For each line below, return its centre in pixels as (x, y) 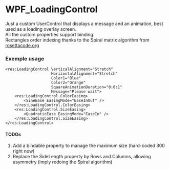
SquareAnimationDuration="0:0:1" (87, 87)
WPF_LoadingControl (51, 9)
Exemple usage (25, 58)
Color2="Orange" (68, 83)
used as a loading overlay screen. (41, 29)
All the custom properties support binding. (50, 34)
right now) (24, 151)
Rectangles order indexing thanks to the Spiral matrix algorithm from (77, 40)
